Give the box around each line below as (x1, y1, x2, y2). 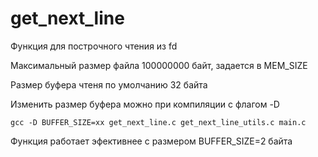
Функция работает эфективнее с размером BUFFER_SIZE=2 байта (10, 135, 293, 147)
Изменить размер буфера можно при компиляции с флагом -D (10, 98, 280, 110)
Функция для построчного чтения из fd (10, 40, 178, 52)
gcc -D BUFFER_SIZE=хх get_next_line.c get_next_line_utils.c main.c (10, 117, 307, 127)
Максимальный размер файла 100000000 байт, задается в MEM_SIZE (10, 59, 308, 71)
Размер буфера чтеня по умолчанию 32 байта (10, 78, 208, 91)
